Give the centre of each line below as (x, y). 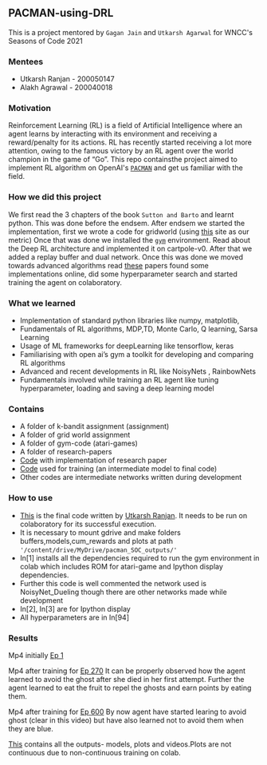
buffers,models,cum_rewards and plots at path (96, 541)
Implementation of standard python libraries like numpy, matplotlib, (130, 320)
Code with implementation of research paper (93, 460)
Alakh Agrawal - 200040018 (66, 88)
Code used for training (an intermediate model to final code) (118, 469)
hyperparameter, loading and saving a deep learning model (117, 388)
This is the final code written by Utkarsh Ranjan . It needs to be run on (133, 515)
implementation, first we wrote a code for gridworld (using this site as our (129, 232)
